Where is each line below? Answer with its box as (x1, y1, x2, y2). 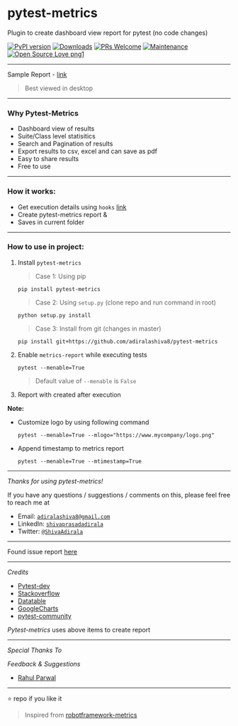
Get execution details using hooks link (17, 202, 127, 211)
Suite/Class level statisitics (17, 132, 96, 141)
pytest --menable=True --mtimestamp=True (17, 458, 142, 465)
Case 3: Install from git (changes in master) (35, 324, 161, 333)
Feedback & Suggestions (7, 659, 81, 668)
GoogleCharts (17, 604, 59, 612)
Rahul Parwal (17, 673, 57, 682)
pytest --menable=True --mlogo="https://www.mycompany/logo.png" (17, 431, 215, 439)
